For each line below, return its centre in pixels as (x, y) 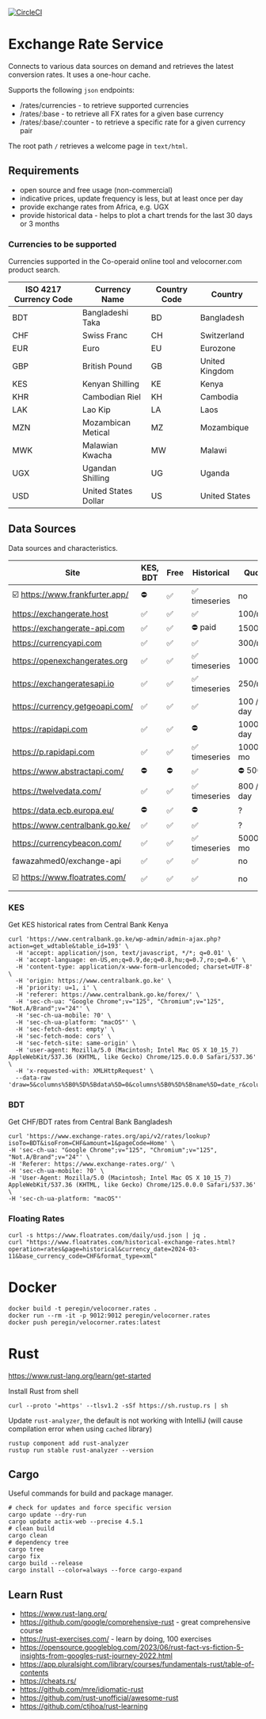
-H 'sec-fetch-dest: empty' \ (65, 1029)
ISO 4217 (43, 289)
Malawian (100, 445)
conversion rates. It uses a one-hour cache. (80, 74)
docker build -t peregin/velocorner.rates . (83, 1308)
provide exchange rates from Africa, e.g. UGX (94, 207)
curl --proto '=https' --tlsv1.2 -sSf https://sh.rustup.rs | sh (118, 1406)
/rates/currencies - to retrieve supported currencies (104, 105)
